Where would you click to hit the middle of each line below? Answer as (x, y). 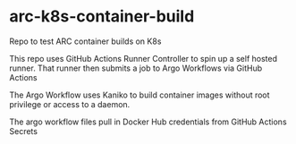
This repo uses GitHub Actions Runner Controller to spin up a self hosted (144, 58)
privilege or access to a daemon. (70, 104)
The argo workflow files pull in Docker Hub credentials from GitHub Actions (148, 122)
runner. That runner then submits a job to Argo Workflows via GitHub (136, 68)
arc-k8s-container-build (102, 17)
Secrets (24, 131)
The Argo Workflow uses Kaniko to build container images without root (140, 95)
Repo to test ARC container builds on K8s (85, 41)
